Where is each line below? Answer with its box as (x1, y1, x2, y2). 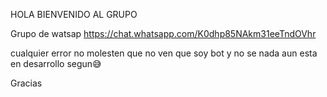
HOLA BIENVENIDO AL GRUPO (10, 9, 138, 20)
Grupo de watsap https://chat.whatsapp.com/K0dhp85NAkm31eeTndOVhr (10, 28, 317, 39)
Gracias (10, 77, 43, 89)
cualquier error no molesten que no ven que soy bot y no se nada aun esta (10, 47, 318, 59)
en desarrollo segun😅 (10, 58, 102, 69)
